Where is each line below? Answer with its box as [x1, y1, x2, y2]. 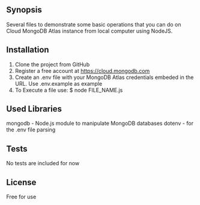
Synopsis [6, 5, 42, 15]
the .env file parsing [6, 126, 56, 133]
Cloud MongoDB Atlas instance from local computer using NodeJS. [6, 27, 173, 34]
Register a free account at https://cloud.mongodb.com [14, 67, 150, 74]
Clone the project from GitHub [14, 60, 90, 68]
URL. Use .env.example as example [14, 80, 103, 87]
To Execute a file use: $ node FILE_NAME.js [14, 86, 123, 93]
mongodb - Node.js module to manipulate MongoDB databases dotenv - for [6, 120, 194, 127]
